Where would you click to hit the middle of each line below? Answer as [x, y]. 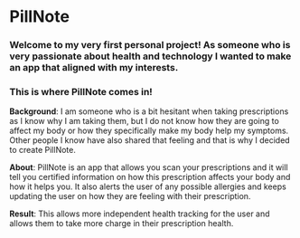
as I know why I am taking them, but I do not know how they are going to [145, 121]
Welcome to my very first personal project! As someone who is [150, 45]
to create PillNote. [43, 150]
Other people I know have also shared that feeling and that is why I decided [150, 140]
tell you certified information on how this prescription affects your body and [150, 177]
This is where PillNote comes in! [81, 92]
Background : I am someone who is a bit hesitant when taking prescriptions [149, 111]
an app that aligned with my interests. [94, 68]
